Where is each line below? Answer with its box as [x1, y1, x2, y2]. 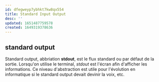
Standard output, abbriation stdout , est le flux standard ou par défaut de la [5, 56, 154, 62]
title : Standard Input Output [5, 12, 66, 16]
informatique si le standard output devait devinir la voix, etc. [5, 71, 125, 77]
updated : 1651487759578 [5, 20, 53, 26]
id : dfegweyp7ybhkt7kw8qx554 [5, 7, 64, 12]
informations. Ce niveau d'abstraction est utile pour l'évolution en [5, 66, 136, 72]
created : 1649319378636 [5, 25, 53, 30]
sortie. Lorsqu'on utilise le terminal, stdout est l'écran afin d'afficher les [5, 61, 147, 67]
